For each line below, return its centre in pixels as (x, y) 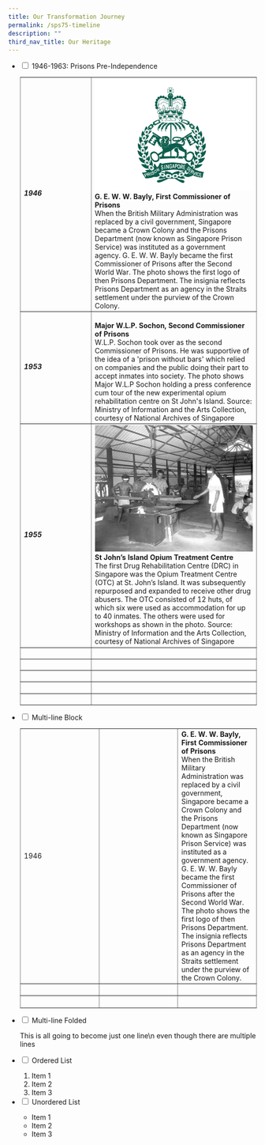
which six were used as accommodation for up (170, 608)
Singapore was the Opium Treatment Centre (166, 574)
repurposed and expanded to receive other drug (172, 591)
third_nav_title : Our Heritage (60, 42)
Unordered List (56, 1102)
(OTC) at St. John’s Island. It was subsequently (170, 583)
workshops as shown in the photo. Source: (163, 625)
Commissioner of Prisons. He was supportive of (172, 350)
